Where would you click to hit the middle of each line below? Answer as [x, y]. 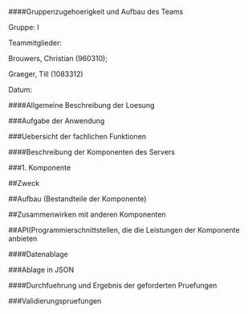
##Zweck [24, 183]
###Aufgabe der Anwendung [57, 121]
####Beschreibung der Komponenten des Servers [91, 152]
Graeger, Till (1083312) [46, 74]
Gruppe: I [24, 27]
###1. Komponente [40, 167]
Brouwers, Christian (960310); [58, 58]
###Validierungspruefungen [55, 301]
